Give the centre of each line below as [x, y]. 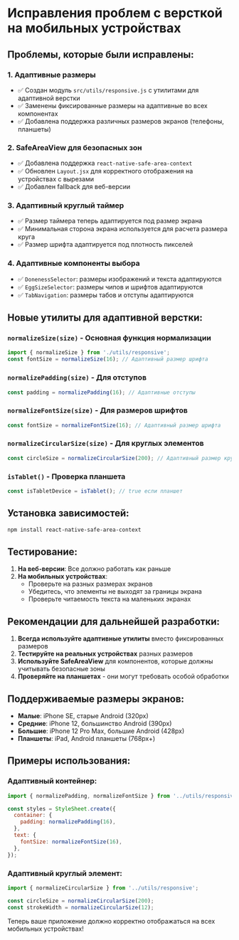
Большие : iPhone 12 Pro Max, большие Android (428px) [101, 731]
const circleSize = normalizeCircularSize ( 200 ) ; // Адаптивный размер [114, 458]
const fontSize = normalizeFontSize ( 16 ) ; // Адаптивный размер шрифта [114, 425]
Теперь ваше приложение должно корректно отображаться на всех [111, 921]
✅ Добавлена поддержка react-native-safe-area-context [105, 163]
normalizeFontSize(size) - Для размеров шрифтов [98, 410]
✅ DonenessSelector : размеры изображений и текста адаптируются [119, 279]
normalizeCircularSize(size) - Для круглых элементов [106, 444]
